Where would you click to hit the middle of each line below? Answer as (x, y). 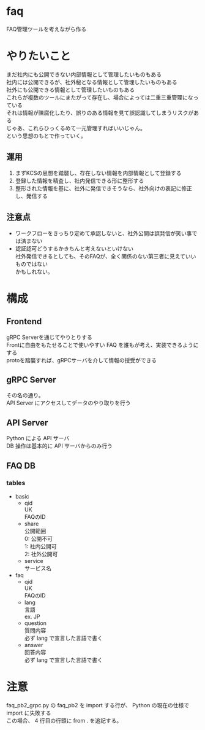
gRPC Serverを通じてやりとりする (50, 337)
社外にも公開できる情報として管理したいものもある (71, 90)
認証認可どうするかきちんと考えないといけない (74, 248)
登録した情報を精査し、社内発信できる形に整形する (80, 181)
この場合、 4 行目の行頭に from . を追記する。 (64, 720)
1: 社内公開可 (40, 546)
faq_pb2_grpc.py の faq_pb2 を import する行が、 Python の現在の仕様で (98, 705)
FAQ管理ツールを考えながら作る (47, 29)
